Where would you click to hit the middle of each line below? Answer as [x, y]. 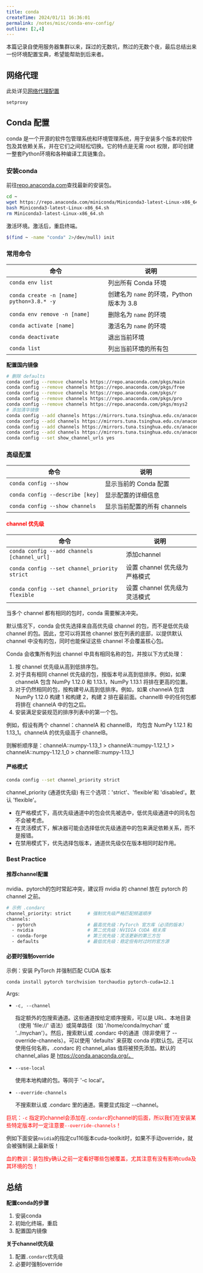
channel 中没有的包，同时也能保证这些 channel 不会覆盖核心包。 [87, 641]
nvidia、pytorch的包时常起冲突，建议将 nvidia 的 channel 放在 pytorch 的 [97, 889]
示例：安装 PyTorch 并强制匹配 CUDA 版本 [59, 971]
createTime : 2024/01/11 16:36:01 [48, 18]
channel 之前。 [25, 896]
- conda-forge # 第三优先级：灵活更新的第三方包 [86, 936]
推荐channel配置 [27, 874]
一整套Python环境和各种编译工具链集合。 [57, 153]
